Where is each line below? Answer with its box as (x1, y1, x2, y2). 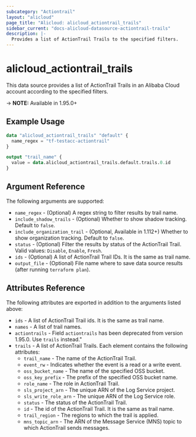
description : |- (6, 31, 46, 37)
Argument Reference (6, 182, 85, 192)
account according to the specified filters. (6, 87, 108, 95)
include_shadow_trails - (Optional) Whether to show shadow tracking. (14, 215, 187, 222)
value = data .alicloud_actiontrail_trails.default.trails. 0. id (11, 160, 171, 166)
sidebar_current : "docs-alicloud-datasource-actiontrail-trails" (6, 25, 171, 32)
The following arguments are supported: (6, 197, 105, 205)
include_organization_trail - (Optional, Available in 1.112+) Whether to (14, 228, 188, 235)
